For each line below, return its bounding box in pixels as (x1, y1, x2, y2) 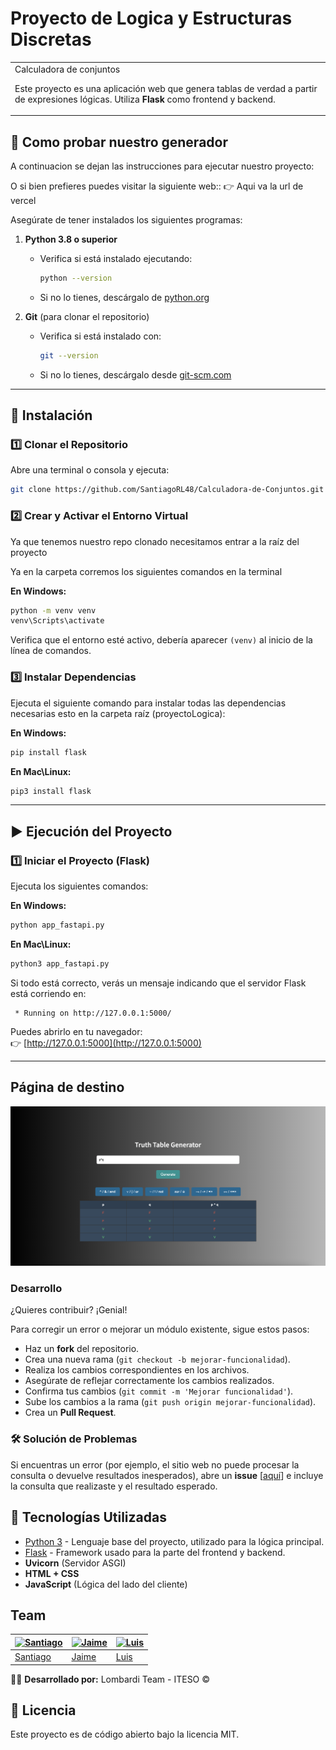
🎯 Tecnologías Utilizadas (10, 1509, 167, 1526)
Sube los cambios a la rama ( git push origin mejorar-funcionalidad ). (24, 1396, 317, 1408)
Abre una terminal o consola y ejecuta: (10, 464, 170, 476)
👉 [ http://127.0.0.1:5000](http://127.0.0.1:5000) (10, 1037, 202, 1049)
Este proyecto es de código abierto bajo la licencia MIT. (10, 1728, 240, 1741)
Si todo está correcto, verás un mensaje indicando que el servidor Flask (10, 977, 307, 989)
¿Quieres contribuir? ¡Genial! (10, 1304, 128, 1316)
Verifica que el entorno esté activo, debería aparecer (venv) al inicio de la (10, 634, 313, 646)
